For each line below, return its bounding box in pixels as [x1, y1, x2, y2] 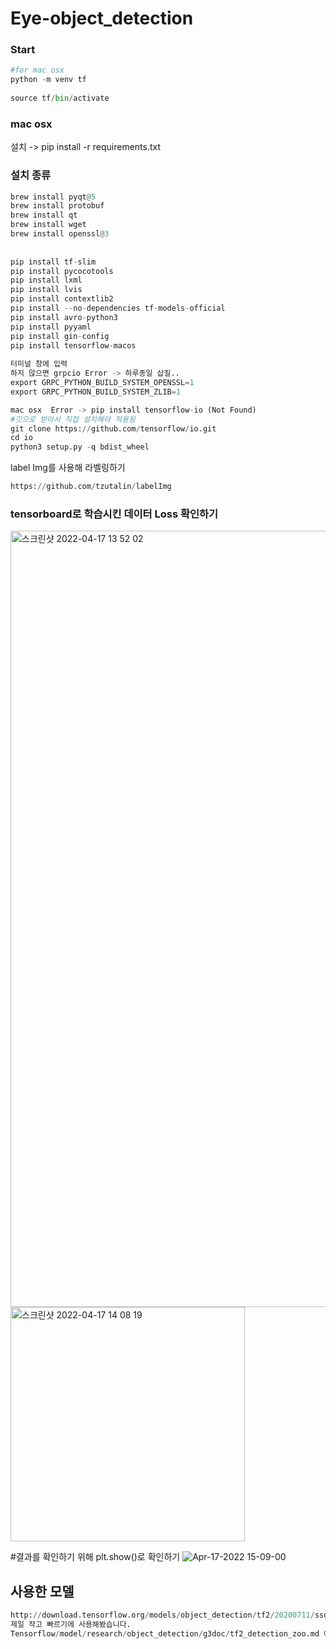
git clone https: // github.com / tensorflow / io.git [10, 423, 217, 434]
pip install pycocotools [10, 266, 114, 276]
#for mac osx [10, 65, 65, 76]
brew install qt [10, 210, 78, 221]
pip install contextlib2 [10, 294, 114, 304]
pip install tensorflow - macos [10, 340, 137, 351]
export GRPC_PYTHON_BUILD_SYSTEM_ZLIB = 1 [10, 387, 182, 397]
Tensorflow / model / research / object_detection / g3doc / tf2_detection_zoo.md [10, 1628, 320, 1639]
